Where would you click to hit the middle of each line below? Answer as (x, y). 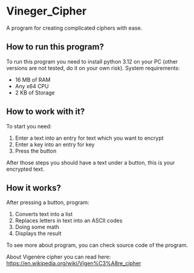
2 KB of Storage (35, 93)
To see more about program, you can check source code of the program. (97, 245)
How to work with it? (46, 112)
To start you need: (29, 126)
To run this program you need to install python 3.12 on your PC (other (92, 61)
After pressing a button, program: (48, 202)
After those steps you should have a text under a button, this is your (91, 162)
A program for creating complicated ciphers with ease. (74, 28)
